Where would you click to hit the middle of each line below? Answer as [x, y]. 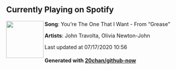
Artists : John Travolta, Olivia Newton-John [97, 36]
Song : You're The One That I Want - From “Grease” [107, 24]
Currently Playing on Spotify [60, 10]
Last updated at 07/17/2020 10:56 [86, 47]
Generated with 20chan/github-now [90, 61]
